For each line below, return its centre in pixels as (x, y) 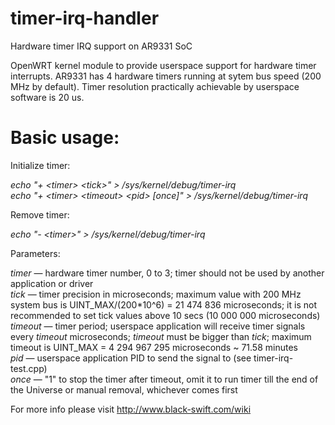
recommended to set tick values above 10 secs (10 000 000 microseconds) (165, 315)
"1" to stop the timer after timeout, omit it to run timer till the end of (181, 379)
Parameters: (35, 253)
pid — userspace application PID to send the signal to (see (131, 358)
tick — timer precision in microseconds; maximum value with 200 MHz (156, 294)
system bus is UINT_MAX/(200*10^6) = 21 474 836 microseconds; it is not (163, 304)
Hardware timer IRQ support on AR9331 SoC (101, 46)
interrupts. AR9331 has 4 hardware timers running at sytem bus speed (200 (166, 76)
